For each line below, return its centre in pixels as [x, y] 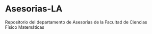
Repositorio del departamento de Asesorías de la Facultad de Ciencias [76, 22]
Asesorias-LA [34, 9]
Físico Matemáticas [25, 27]
